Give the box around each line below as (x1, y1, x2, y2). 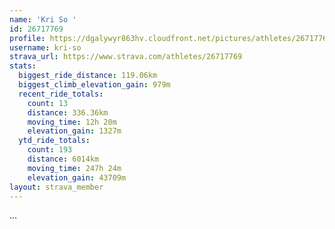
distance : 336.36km (27, 107, 109, 118)
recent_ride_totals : (18, 89, 104, 99)
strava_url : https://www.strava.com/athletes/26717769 (9, 52, 243, 62)
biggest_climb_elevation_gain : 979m (18, 80, 171, 90)
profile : (9, 33, 46, 43)
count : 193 (27, 145, 73, 155)
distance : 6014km (27, 154, 100, 164)
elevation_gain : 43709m (27, 172, 127, 183)
